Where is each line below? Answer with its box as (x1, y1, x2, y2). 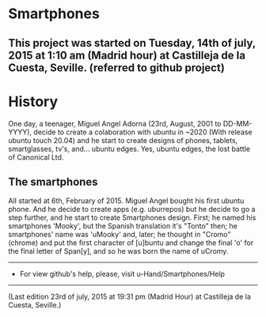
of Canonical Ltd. (8, 152, 64, 162)
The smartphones (8, 175, 98, 188)
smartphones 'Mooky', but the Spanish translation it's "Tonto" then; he (8, 221, 237, 231)
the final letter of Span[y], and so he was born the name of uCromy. (8, 247, 229, 256)
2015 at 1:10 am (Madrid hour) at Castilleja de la (8, 48, 245, 62)
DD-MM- (222, 119, 253, 128)
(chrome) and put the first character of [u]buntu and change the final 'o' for (8, 238, 254, 247)
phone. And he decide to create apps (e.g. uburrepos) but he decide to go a (8, 205, 256, 214)
